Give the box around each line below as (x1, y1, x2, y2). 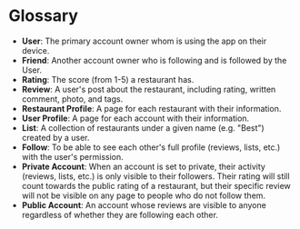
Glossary (8, 5, 79, 26)
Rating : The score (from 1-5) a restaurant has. (21, 74, 195, 85)
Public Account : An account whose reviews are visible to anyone (21, 199, 267, 210)
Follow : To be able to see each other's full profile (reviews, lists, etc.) (21, 142, 281, 153)
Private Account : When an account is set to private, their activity (21, 161, 265, 172)
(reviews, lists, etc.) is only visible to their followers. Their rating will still (21, 170, 290, 182)
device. (21, 45, 50, 55)
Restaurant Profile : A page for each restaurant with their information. (21, 103, 282, 114)
